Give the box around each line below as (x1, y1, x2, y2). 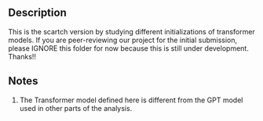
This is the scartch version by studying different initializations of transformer (8, 27, 255, 36)
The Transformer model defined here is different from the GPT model (19, 95, 243, 105)
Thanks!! (8, 52, 37, 61)
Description (8, 6, 67, 20)
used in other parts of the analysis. (19, 103, 133, 112)
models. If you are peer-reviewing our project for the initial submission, (8, 35, 238, 44)
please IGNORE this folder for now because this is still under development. (8, 43, 249, 53)
